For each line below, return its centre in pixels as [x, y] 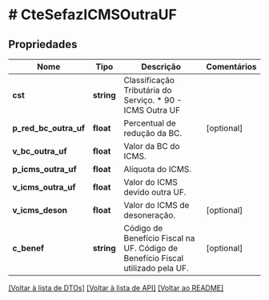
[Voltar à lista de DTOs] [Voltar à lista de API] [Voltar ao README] [116, 288]
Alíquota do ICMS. [158, 169]
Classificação [149, 80]
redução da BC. [153, 133]
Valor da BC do [152, 146]
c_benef [28, 248]
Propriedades [43, 44]
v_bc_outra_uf [40, 151]
